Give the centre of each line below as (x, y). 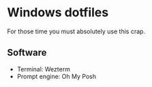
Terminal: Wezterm (43, 69)
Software (27, 53)
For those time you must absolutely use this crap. (76, 31)
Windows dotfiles (58, 13)
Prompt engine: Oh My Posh (57, 76)
